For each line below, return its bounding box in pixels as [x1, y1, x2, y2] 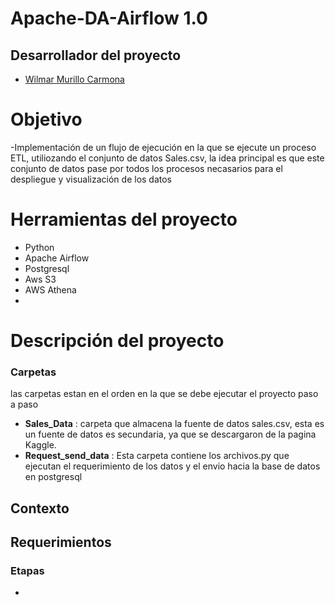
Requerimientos [10, 534, 112, 551]
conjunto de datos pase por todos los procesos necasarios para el [10, 162, 283, 174]
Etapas [10, 564, 45, 578]
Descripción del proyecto [10, 330, 225, 352]
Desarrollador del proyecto [10, 47, 182, 64]
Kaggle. [24, 439, 57, 451]
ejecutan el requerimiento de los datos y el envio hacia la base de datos [24, 460, 321, 472]
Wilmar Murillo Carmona [24, 73, 125, 85]
